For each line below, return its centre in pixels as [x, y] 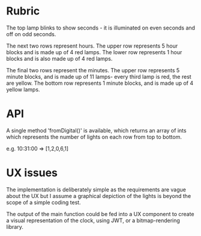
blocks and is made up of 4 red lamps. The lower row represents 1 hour [94, 52]
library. [15, 226]
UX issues [32, 173]
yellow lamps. [23, 89]
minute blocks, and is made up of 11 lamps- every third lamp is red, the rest [99, 76]
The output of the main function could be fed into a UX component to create [100, 214]
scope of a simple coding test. [43, 202]
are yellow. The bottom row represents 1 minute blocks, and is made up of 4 [100, 83]
